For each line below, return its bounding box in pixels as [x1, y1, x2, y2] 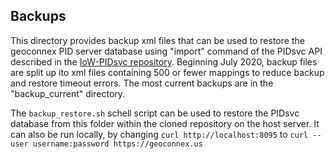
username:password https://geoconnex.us [32, 139, 203, 149]
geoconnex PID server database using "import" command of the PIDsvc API [10, 45, 323, 57]
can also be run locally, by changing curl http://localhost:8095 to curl [10, 128, 309, 140]
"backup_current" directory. [10, 87, 126, 99]
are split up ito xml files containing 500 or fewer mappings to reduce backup [10, 66, 325, 78]
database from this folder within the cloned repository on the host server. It [10, 117, 320, 129]
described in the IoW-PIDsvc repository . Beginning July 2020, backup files [10, 55, 318, 68]
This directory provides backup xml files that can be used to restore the [10, 34, 305, 46]
